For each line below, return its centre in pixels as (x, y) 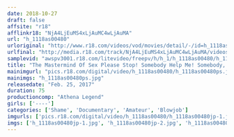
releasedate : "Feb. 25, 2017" (51, 84)
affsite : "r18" (29, 26)
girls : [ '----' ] (31, 104)
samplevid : (23, 59)
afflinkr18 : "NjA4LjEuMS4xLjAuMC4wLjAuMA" (70, 33)
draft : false (26, 20)
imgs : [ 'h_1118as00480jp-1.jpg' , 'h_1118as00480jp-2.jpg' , (95, 123)
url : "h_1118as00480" (39, 39)
